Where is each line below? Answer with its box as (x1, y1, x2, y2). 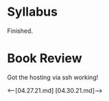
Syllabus (7, 4, 58, 20)
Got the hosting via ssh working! (7, 73, 99, 81)
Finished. (7, 27, 33, 35)
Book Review (7, 50, 82, 66)
